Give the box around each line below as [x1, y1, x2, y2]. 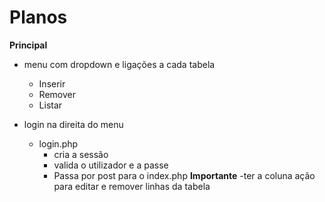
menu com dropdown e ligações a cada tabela [23, 58, 216, 70]
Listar [38, 99, 63, 111]
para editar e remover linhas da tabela [53, 180, 211, 192]
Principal [9, 39, 48, 51]
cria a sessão [53, 148, 109, 160]
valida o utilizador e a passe [53, 159, 169, 171]
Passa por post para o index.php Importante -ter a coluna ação [53, 169, 316, 181]
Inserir [38, 77, 66, 90]
